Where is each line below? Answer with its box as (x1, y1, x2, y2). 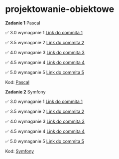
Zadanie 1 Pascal (5, 20, 41, 26)
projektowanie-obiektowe (5, 3, 115, 15)
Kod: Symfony (5, 148, 34, 154)
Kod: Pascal (5, 79, 30, 85)
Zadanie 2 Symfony (5, 88, 46, 95)
